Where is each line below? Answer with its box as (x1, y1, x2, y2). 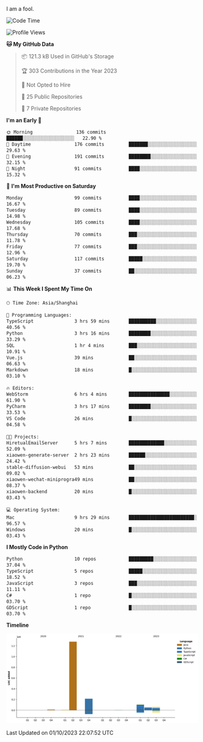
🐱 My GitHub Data (6, 41, 55, 47)
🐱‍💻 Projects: (6, 434, 40, 440)
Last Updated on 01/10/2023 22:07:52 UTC (6, 729, 114, 737)
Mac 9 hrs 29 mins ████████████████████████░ (6, 514, 198, 520)
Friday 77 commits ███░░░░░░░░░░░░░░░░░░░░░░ (6, 243, 198, 250)
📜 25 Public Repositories (21, 93, 83, 100)
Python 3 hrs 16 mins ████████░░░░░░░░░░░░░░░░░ (6, 331, 198, 337)
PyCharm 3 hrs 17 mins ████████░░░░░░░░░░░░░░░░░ (6, 404, 198, 410)
